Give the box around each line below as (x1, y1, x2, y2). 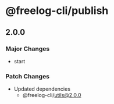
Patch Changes (5, 72, 50, 80)
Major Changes (5, 45, 50, 53)
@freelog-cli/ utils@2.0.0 (22, 92, 82, 99)
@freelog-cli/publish (5, 4, 109, 17)
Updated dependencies (13, 85, 71, 92)
